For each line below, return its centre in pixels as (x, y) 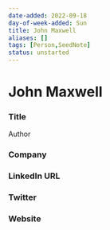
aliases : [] (28, 38)
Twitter (23, 197)
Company (27, 154)
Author (20, 134)
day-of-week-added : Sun (48, 23)
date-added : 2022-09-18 (48, 16)
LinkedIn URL (34, 176)
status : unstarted (39, 53)
